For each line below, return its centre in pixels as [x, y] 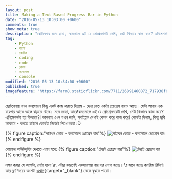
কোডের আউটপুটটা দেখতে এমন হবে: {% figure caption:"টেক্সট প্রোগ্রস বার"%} [68, 149]
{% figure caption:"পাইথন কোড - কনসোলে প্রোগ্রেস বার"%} [56, 133]
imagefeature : [20, 91]
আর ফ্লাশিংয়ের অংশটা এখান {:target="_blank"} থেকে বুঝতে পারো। [58, 170]
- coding [24, 58]
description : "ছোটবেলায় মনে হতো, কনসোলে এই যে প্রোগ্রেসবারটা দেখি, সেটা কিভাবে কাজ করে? [79, 34]
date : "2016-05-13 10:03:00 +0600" [43, 19]
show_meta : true [23, 29]
